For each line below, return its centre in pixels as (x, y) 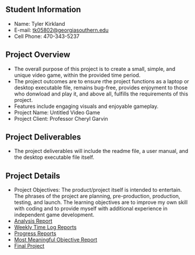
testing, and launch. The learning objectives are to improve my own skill (101, 202)
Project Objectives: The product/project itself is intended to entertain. (98, 190)
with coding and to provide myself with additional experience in (91, 209)
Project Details (33, 176)
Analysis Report (33, 221)
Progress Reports (35, 233)
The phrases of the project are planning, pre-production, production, (97, 196)
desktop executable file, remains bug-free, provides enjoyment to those (101, 87)
